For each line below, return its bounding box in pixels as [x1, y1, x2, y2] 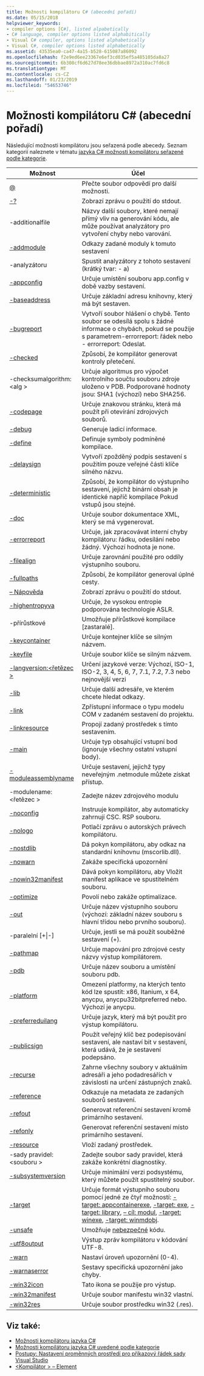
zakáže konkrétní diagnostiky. [81, 1158, 167, 1166]
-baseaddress [9, 296, 50, 304]
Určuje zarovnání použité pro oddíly [81, 552, 184, 561]
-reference [9, 1091, 41, 1100]
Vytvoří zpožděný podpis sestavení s [81, 452, 187, 460]
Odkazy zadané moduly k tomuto [81, 239, 176, 248]
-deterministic [9, 488, 51, 497]
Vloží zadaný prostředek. [81, 1140, 153, 1148]
